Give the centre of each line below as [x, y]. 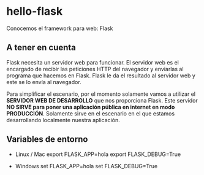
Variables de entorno [47, 139]
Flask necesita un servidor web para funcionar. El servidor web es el [93, 62]
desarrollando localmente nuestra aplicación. [63, 120]
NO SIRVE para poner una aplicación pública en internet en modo [91, 107]
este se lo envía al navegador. [44, 82]
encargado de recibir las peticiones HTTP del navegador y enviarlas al [95, 69]
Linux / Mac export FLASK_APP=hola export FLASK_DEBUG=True [98, 154]
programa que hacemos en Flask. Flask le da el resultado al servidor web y [101, 76]
